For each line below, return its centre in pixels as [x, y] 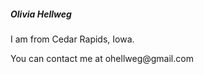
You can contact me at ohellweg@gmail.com [102, 58]
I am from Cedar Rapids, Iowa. [72, 39]
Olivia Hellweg [41, 14]
